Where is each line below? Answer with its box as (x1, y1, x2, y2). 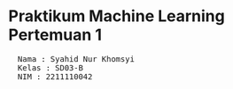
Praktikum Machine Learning (8, 6, 225, 26)
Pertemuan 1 (8, 25, 103, 45)
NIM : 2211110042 (17, 71, 93, 81)
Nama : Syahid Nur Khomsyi (17, 54, 135, 63)
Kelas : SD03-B (17, 63, 83, 72)
